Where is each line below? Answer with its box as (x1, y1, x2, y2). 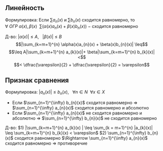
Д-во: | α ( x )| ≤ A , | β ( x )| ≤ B (5, 34, 62, 40)
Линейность (5, 4, 45, 12)
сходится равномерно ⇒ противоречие (5, 140, 88, 146)
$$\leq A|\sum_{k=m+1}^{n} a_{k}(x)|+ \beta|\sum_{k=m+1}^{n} (9, 49, 136, 55)
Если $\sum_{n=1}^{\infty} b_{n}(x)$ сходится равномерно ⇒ (12, 100, 138, 106)
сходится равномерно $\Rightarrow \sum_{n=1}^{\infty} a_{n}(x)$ (14, 135, 148, 141)
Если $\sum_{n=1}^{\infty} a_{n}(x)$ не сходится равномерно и (12, 110, 142, 116)
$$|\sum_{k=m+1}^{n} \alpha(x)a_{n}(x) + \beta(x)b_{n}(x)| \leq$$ (15, 42, 148, 47)
